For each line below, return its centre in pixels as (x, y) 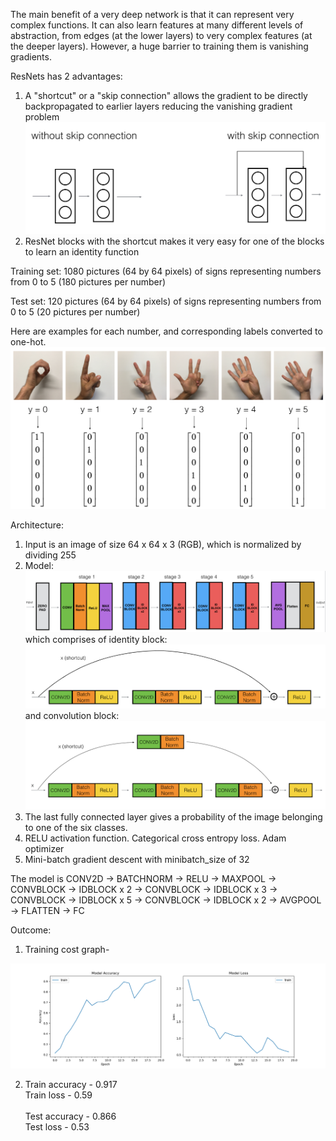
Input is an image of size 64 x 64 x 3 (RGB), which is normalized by (163, 545)
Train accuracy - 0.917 (71, 1084)
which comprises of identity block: (96, 639)
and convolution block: (72, 716)
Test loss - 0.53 (57, 1126)
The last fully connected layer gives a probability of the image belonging (173, 816)
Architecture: (37, 525)
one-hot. (28, 341)
